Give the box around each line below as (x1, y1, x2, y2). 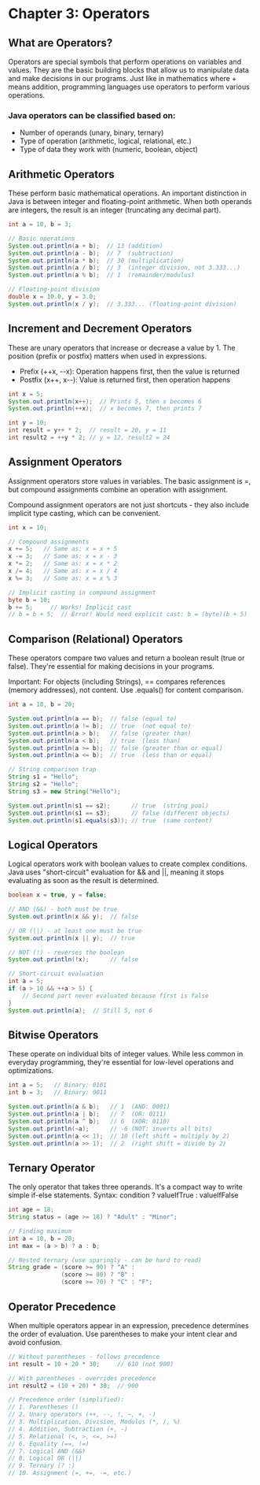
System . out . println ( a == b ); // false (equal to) (8, 715, 178, 723)
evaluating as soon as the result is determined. (8, 876, 159, 885)
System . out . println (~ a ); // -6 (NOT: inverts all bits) (8, 1124, 213, 1133)
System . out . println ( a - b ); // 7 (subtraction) (8, 249, 174, 257)
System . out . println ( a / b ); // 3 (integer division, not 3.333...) (8, 264, 241, 272)
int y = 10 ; (8, 419, 47, 427)
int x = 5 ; (8, 390, 44, 398)
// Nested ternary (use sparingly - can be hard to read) (8, 1256, 202, 1264)
